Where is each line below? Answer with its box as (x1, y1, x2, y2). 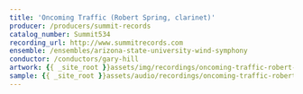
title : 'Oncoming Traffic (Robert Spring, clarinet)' (9, 13, 216, 22)
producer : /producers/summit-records (9, 21, 151, 30)
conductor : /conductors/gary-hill (9, 55, 140, 64)
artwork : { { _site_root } (9, 64, 106, 73)
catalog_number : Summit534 (9, 30, 111, 38)
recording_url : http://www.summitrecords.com (9, 38, 183, 47)
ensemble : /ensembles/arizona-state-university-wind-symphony (9, 47, 248, 56)
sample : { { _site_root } (9, 72, 103, 81)
